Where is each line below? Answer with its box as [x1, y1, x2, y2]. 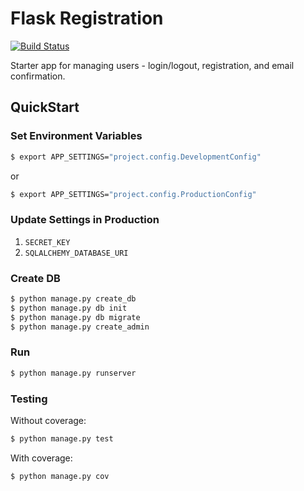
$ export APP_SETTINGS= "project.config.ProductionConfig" [10, 189, 257, 199]
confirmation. [10, 70, 66, 82]
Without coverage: [10, 414, 87, 426]
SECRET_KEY [24, 237, 71, 247]
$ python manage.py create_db [10, 293, 137, 304]
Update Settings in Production [10, 213, 160, 227]
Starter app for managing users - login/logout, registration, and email [10, 59, 295, 71]
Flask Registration [10, 7, 164, 30]
